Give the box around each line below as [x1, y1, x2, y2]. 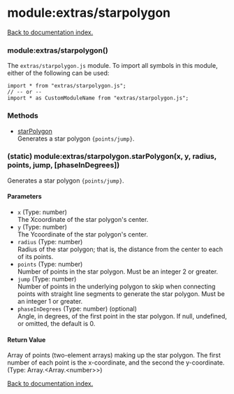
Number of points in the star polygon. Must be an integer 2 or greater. [17, 267, 219, 276]
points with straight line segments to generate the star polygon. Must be [17, 290, 225, 298]
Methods [7, 111, 38, 120]
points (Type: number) [17, 260, 83, 269]
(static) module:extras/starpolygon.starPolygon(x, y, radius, [7, 152, 217, 162]
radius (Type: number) [17, 238, 83, 246]
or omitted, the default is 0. [17, 320, 96, 328]
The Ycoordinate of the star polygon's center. [17, 230, 148, 239]
